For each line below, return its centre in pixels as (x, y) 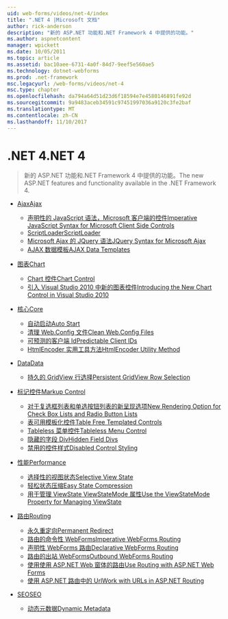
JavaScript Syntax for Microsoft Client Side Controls (101, 226)
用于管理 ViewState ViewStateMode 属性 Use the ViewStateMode (118, 494)
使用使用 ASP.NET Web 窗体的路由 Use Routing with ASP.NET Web (121, 565)
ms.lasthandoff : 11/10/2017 (47, 122)
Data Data (30, 363)
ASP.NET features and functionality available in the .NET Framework (120, 183)
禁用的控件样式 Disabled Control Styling (83, 448)
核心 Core (30, 309)
